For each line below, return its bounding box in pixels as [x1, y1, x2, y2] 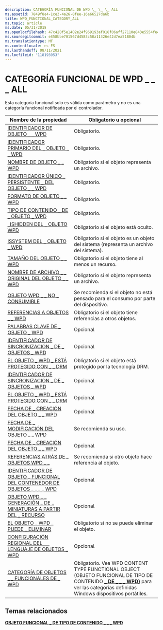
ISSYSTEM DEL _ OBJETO [7, 238, 67, 245]
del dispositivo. [73, 301, 108, 308]
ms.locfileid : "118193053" [5, 52, 60, 57]
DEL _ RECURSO [7, 512, 45, 519]
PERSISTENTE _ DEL [7, 179, 54, 185]
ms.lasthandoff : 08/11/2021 [5, 48, 62, 53]
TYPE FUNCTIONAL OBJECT [73, 566, 140, 573]
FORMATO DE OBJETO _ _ [7, 193, 67, 200]
